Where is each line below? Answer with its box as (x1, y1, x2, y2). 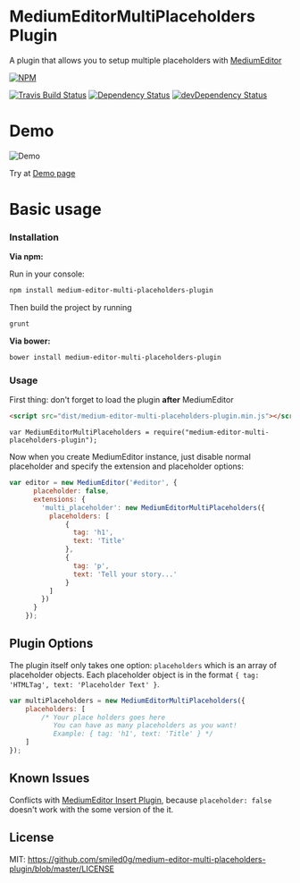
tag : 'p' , (72, 561, 110, 570)
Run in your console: (9, 268, 85, 279)
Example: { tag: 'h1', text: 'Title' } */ (53, 729, 214, 739)
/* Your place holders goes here (41, 713, 166, 722)
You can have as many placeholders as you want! (53, 721, 238, 730)
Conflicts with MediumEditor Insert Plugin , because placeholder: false (9, 794, 272, 805)
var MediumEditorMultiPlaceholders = (9, 428, 150, 437)
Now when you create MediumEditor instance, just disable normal (9, 452, 252, 463)
